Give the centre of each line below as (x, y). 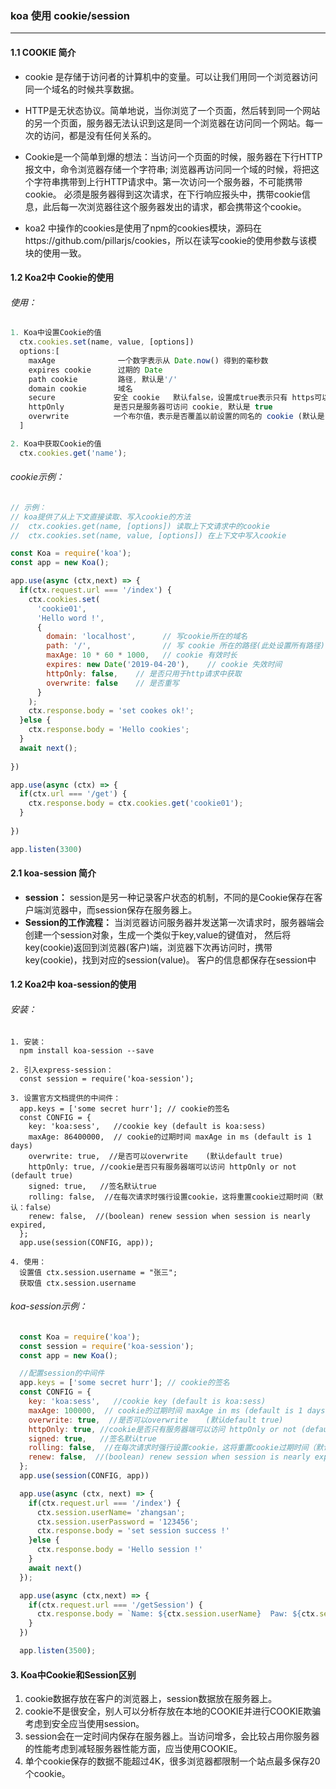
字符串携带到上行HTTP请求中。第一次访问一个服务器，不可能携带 (168, 181)
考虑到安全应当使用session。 (84, 1724)
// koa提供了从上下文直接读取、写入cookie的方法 (101, 517)
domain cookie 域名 (80, 388)
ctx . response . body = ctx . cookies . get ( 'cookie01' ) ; (136, 803)
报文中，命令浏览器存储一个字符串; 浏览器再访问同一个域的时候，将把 (167, 169)
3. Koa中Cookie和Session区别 (73, 1674)
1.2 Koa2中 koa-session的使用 (73, 984)
